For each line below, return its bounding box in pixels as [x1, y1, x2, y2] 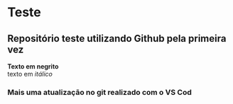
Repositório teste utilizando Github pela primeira [7, 33, 227, 45]
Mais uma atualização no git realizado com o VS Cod [7, 87, 192, 97]
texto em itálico [7, 70, 53, 78]
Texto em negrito [7, 62, 59, 71]
